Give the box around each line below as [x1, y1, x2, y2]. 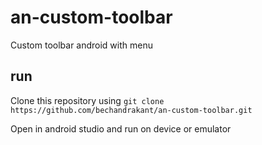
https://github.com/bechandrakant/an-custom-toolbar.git [10, 105, 253, 115]
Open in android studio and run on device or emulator [10, 122, 232, 135]
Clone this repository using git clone [10, 94, 165, 106]
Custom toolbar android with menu [10, 39, 153, 51]
